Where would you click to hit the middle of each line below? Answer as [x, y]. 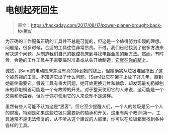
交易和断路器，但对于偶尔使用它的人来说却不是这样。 [60, 95]
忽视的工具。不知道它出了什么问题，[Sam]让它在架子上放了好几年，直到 [89, 77]
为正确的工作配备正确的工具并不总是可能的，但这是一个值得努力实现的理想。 [84, 41]
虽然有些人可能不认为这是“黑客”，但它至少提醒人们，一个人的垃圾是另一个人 [84, 106]
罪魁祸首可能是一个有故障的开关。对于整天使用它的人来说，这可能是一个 [89, 89]
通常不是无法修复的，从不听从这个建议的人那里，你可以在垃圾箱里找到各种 [87, 119]
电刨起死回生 [32, 10]
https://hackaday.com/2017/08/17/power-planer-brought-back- [97, 25]
